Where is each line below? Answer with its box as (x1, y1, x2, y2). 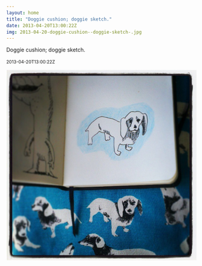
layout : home (6, 10, 39, 16)
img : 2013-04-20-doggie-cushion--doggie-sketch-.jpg (6, 29, 142, 35)
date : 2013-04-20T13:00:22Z (6, 22, 77, 28)
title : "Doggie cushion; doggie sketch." (6, 16, 112, 22)
